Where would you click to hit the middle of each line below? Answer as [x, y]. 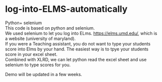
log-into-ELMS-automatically [66, 9]
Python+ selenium [24, 23]
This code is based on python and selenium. [50, 28]
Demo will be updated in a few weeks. [44, 74]
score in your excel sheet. [31, 54]
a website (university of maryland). [40, 39]
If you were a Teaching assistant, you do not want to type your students [78, 43]
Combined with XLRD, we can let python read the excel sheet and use [76, 59]
